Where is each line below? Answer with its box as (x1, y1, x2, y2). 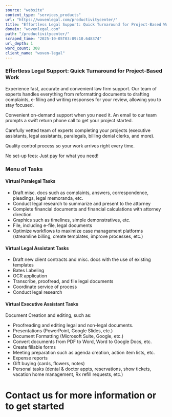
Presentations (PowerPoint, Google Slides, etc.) (12, 328, 113, 334)
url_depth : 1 (5, 41, 33, 46)
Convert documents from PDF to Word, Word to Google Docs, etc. (12, 338, 152, 345)
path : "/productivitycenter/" (5, 31, 70, 36)
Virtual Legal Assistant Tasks (5, 245, 69, 251)
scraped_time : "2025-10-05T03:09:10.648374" (5, 36, 102, 42)
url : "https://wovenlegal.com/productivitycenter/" (5, 17, 118, 22)
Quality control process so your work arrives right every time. (5, 142, 135, 149)
